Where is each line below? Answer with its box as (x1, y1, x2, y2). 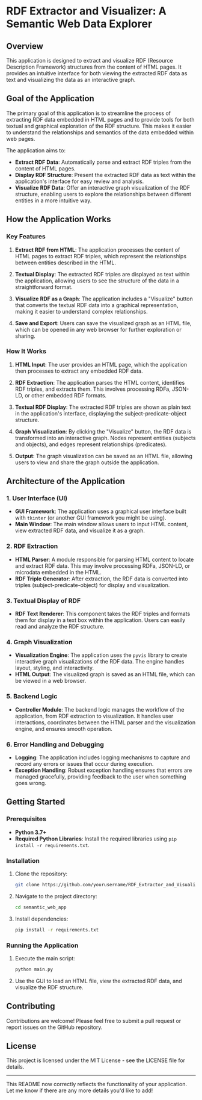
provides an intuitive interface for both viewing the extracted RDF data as (6, 70, 188, 76)
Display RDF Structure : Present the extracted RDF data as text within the (14, 171, 196, 178)
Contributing (6, 1001, 55, 1011)
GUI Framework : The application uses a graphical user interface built (14, 508, 186, 515)
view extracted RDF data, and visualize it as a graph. (14, 527, 145, 534)
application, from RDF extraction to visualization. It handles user (14, 712, 174, 719)
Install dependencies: (14, 915, 69, 922)
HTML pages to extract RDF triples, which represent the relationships (14, 252, 187, 259)
